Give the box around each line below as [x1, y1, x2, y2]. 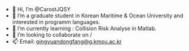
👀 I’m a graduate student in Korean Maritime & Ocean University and [12, 12, 184, 19]
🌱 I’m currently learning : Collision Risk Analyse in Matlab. [12, 25, 157, 32]
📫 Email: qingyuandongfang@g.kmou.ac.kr [12, 38, 122, 45]
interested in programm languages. [12, 19, 101, 25]
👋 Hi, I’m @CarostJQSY [12, 6, 71, 13]
